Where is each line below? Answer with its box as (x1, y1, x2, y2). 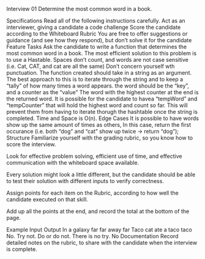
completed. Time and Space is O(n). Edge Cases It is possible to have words (6, 114, 199, 122)
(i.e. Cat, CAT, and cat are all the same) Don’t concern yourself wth (6, 62, 175, 70)
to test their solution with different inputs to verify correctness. (6, 178, 164, 184)
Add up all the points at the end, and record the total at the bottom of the (6, 208, 190, 215)
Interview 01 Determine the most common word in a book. (6, 6, 152, 12)
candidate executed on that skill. (6, 196, 89, 203)
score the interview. (6, 141, 56, 148)
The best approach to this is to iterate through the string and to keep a (6, 76, 184, 83)
